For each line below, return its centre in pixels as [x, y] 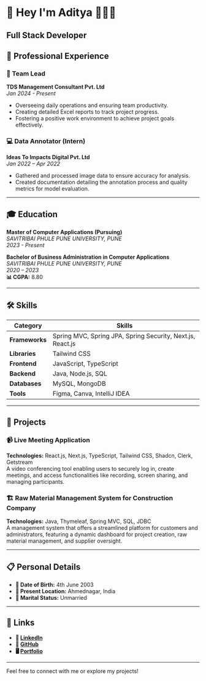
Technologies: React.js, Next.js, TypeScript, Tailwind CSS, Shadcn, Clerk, [100, 455]
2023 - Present [25, 245]
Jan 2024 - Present [31, 93]
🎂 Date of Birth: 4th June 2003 [54, 585]
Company [21, 508]
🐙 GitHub [27, 644]
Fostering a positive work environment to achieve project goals [95, 119]
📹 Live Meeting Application [48, 440]
